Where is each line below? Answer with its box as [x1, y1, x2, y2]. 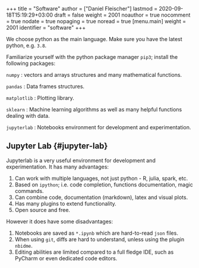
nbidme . [14, 242, 33, 249]
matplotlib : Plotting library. [6, 95, 74, 101]
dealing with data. [6, 113, 50, 119]
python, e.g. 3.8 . [6, 42, 47, 49]
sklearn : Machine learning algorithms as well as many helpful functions [6, 106, 182, 113]
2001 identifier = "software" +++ [6, 24, 86, 31]
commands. [14, 187, 44, 194]
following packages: [6, 60, 56, 67]
